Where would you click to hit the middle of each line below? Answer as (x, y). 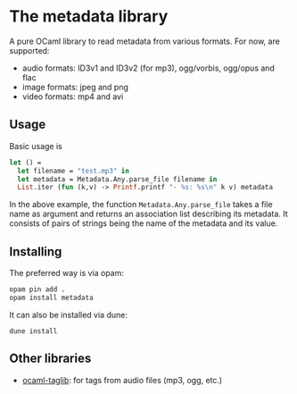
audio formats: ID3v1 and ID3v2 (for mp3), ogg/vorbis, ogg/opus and (148, 68)
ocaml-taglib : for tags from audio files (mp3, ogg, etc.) (122, 380)
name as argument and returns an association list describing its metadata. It (148, 214)
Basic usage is (36, 146)
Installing (36, 251)
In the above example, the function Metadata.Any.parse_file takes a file (141, 205)
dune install (33, 331)
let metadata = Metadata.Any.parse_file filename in (117, 179)
